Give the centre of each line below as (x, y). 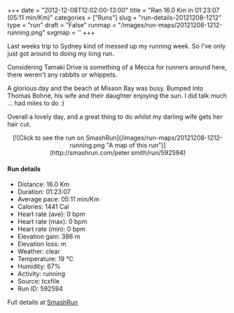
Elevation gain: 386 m (49, 237)
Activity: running (41, 274)
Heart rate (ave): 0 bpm (51, 214)
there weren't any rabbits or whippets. (62, 74)
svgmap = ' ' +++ (71, 32)
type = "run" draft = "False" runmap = (62, 25)
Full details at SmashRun (43, 302)
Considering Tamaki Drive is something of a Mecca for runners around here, (117, 67)
